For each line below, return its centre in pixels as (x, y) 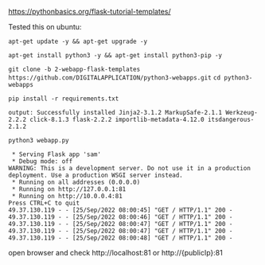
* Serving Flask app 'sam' (57, 154)
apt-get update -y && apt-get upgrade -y (78, 41)
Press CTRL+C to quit (44, 203)
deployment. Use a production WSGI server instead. (95, 175)
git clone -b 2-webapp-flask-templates (74, 69)
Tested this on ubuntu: (45, 27)
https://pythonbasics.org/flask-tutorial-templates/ (90, 12)
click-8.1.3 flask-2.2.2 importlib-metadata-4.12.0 (117, 119)
